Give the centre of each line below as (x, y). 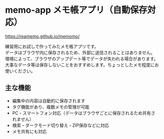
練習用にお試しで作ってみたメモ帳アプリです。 (52, 46)
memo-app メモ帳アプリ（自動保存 (76, 10)
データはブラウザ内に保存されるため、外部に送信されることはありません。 (80, 53)
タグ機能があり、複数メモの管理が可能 (51, 107)
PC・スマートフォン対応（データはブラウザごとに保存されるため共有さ (84, 113)
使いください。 (20, 71)
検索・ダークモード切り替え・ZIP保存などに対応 (60, 125)
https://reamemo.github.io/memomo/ (42, 36)
